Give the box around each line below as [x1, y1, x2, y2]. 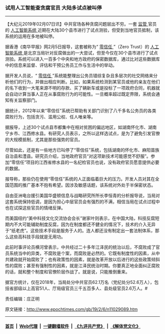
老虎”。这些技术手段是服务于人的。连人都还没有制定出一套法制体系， [15, 228, 156, 234]
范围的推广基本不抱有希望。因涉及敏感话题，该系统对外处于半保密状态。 [9, 182, 156, 188]
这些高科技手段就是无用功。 [9, 234, 65, 240]
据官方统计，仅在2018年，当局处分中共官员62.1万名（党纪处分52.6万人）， [5, 279, 155, 285]
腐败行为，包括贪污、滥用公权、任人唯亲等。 [5, 114, 96, 120]
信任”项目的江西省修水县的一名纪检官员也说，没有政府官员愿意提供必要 [15, 159, 160, 165]
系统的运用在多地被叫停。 [5, 33, 57, 39]
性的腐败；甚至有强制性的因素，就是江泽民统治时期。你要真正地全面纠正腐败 [5, 263, 160, 269]
